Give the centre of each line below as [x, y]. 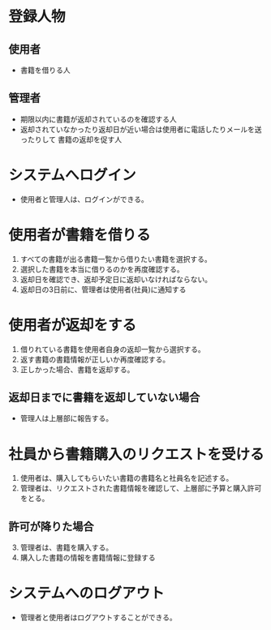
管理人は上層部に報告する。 [67, 418]
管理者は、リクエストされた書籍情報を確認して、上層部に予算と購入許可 [141, 488]
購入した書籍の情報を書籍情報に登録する [88, 558]
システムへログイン [72, 175]
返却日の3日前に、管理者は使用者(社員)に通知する [103, 289]
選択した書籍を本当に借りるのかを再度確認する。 [102, 269]
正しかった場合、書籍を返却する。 [77, 369]
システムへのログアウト [86, 594]
